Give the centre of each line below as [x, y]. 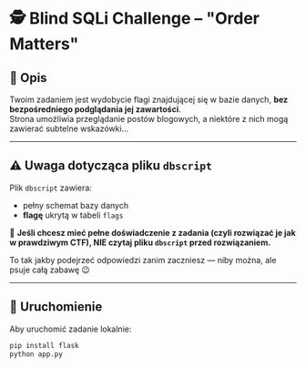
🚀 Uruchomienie [56, 307]
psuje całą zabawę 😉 [50, 270]
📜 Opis [28, 78]
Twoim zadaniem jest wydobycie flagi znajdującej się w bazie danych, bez [149, 99]
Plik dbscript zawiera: [51, 188]
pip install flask [44, 345]
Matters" [44, 44]
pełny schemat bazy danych [76, 205]
